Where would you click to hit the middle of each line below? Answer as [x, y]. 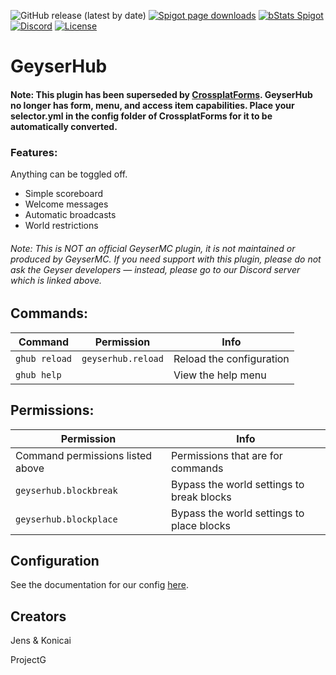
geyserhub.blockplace [66, 519]
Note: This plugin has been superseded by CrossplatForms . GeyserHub [161, 94]
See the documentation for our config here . [99, 585]
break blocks [201, 497]
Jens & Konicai [41, 641]
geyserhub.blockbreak [66, 490]
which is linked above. [56, 280]
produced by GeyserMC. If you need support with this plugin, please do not [166, 259]
